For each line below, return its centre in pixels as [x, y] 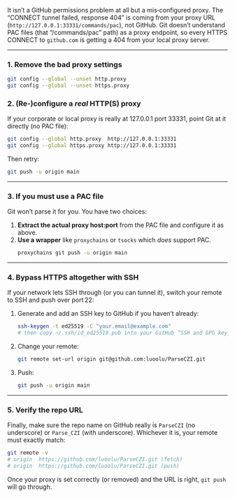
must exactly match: [36, 440]
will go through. [30, 487]
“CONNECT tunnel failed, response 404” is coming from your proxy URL [111, 18]
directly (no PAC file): [38, 126]
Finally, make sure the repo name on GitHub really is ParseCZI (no [101, 425]
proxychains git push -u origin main [72, 253]
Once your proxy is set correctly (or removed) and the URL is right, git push [117, 479]
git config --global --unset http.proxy [67, 79]
